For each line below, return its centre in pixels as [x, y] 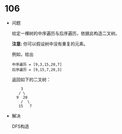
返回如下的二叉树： [31, 79]
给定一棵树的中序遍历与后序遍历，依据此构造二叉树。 [66, 33]
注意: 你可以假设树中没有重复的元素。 [50, 44]
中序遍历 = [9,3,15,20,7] [37, 65]
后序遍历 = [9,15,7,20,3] [37, 69]
